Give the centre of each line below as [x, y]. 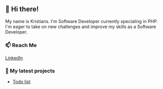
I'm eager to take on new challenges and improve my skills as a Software [81, 26]
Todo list [21, 82]
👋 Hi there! [22, 9]
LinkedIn [14, 58]
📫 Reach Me [21, 45]
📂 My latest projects [30, 71]
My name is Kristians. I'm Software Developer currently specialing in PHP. [82, 21]
